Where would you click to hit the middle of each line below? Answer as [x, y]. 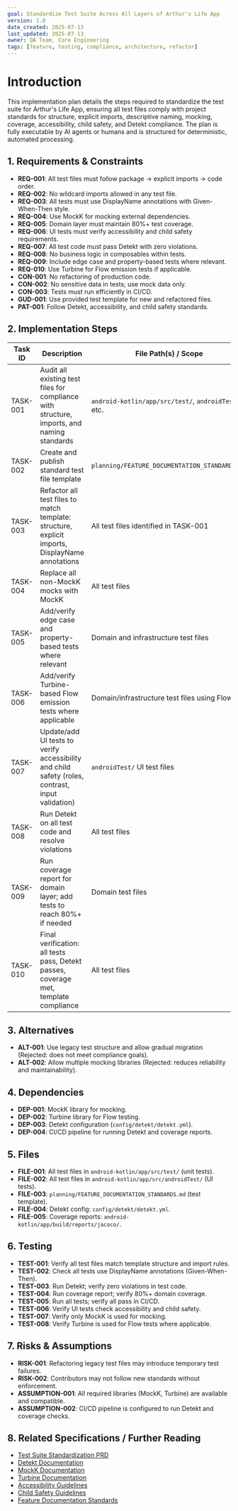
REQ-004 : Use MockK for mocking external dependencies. [104, 216]
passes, [53, 970]
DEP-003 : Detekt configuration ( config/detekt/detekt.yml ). [105, 1125]
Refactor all [59, 490]
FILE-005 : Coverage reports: [60, 1216]
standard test [62, 470]
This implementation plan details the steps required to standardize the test [116, 101]
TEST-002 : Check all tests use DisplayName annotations [101, 1271]
